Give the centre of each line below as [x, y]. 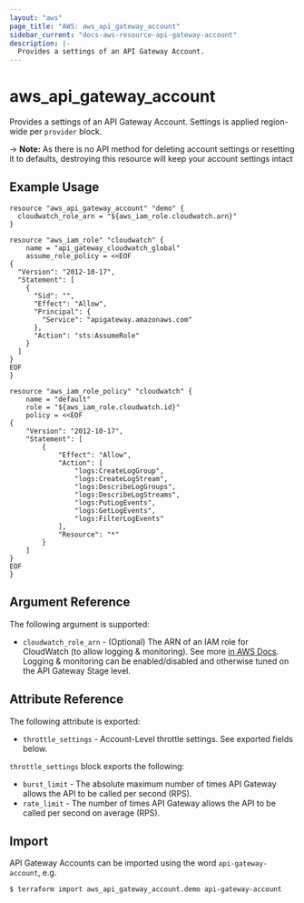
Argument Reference [70, 602]
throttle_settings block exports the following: [97, 766]
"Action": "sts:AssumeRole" [87, 336]
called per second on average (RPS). [91, 813]
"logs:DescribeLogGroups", [125, 487]
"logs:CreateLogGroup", [119, 471]
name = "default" [59, 399]
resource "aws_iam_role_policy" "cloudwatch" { [101, 391]
